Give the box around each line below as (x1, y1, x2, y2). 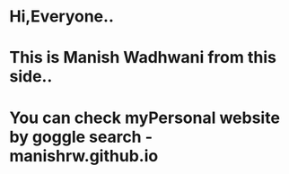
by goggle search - (9, 126, 153, 147)
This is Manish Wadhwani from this (9, 48, 276, 68)
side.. (9, 66, 53, 87)
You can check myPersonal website (9, 108, 281, 127)
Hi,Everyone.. (9, 6, 115, 27)
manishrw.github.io (9, 145, 159, 166)
